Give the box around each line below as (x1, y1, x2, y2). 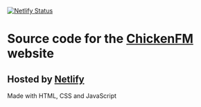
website (7, 46, 54, 62)
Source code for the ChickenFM (7, 31, 194, 47)
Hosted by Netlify (7, 73, 85, 85)
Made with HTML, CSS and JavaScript (7, 92, 116, 100)
